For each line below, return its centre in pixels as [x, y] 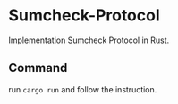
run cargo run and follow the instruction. [83, 89]
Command [38, 68]
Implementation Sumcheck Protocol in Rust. [89, 40]
